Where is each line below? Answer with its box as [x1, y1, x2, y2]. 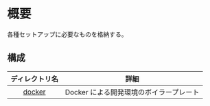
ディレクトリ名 [10, 74, 58, 83]
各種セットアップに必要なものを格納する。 [7, 30, 128, 38]
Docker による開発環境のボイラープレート [65, 87, 200, 96]
